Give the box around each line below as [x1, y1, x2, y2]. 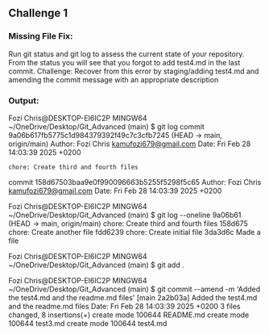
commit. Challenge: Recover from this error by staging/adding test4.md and [8, 66, 259, 76]
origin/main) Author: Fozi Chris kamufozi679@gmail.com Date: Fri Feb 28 [8, 139, 251, 149]
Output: [8, 94, 39, 106]
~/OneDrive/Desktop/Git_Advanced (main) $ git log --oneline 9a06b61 [8, 210, 242, 220]
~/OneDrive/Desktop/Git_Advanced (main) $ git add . [8, 260, 184, 270]
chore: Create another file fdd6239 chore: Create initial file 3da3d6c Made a [8, 227, 262, 237]
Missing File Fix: [8, 31, 73, 42]
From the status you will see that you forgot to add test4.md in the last [8, 57, 241, 67]
